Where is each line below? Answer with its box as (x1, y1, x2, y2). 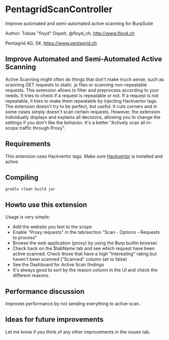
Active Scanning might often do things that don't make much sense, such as (5, 76, 164, 82)
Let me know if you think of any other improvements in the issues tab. (5, 329, 151, 335)
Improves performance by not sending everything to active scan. (5, 301, 141, 306)
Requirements (5, 140, 51, 148)
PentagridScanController (5, 4, 113, 15)
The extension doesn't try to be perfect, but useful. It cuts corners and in (5, 103, 157, 109)
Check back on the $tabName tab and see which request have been (12, 245, 155, 252)
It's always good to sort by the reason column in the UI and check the (12, 267, 158, 273)
